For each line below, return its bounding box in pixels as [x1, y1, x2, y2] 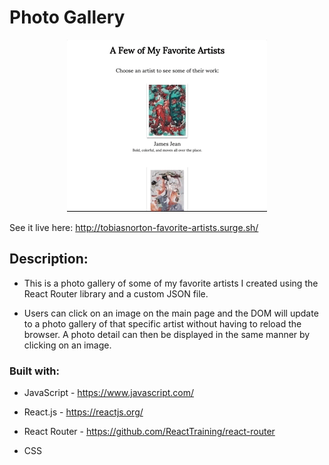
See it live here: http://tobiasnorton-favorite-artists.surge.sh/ [9, 221, 259, 233]
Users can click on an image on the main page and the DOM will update [23, 307, 319, 319]
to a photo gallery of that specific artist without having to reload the [23, 317, 302, 330]
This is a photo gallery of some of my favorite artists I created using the [23, 277, 319, 289]
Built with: [9, 364, 60, 378]
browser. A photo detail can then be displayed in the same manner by [23, 328, 311, 340]
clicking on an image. [23, 339, 112, 351]
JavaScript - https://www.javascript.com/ [23, 387, 195, 399]
